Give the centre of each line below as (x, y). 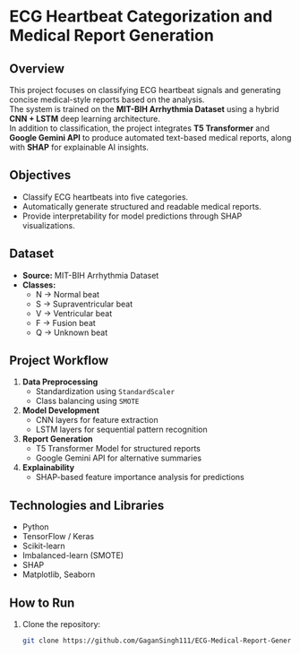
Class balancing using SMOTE (87, 401)
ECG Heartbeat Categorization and (141, 17)
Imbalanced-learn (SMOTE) (73, 555)
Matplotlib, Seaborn (59, 574)
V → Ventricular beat (74, 313)
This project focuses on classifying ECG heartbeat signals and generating (145, 90)
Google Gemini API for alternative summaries (119, 458)
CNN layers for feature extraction (97, 420)
